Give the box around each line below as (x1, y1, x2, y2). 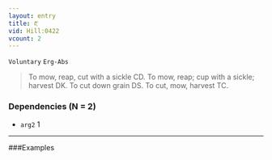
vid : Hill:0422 (8, 27, 60, 35)
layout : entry (8, 11, 57, 20)
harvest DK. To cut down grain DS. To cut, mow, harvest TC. (28, 81, 229, 91)
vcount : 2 (8, 34, 42, 43)
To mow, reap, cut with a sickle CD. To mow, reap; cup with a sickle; (28, 72, 255, 82)
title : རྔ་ (8, 19, 39, 27)
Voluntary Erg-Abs (8, 58, 69, 66)
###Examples (8, 142, 55, 152)
